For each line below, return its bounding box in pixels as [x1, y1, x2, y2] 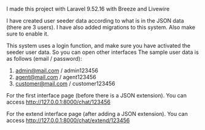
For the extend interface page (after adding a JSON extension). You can [6, 110, 188, 117]
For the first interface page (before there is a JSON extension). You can [6, 92, 187, 99]
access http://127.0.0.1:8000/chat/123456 [6, 98, 111, 105]
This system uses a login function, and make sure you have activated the [6, 42, 191, 49]
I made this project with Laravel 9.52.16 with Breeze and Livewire [6, 6, 170, 12]
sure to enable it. [6, 30, 49, 37]
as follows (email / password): [6, 55, 82, 62]
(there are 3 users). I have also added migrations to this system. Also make [6, 24, 195, 31]
